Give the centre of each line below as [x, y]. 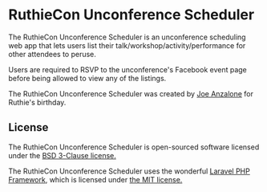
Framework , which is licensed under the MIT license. [95, 179]
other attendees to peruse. [52, 54]
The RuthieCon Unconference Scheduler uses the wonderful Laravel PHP [129, 171]
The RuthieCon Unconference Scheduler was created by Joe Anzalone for [131, 93]
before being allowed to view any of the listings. [87, 78]
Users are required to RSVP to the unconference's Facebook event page [127, 69]
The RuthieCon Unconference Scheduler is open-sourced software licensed [134, 147]
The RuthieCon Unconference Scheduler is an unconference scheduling [127, 37]
